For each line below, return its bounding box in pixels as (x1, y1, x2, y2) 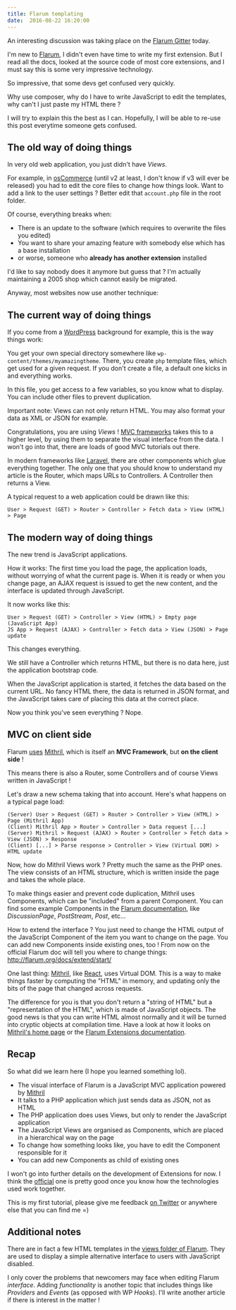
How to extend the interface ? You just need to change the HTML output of (7, 925, 224, 934)
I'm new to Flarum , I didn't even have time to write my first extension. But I (7, 50, 223, 59)
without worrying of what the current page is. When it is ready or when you (7, 571, 225, 580)
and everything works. (7, 371, 73, 380)
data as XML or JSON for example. (7, 414, 108, 422)
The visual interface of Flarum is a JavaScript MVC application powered (17, 1080, 226, 1089)
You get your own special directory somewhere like (7, 349, 156, 357)
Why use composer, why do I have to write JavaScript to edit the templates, (7, 93, 227, 101)
